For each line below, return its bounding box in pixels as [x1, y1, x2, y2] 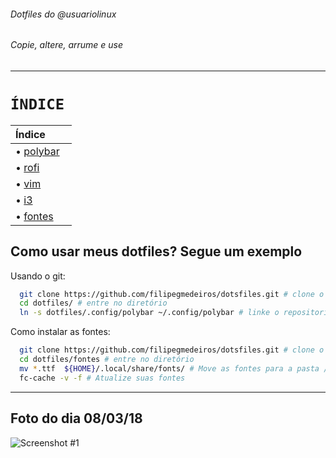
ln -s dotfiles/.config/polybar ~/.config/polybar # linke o [19, 308, 280, 318]
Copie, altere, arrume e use [10, 39, 124, 51]
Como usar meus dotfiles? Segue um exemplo [10, 243, 303, 260]
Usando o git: [10, 270, 66, 282]
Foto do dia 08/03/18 [10, 410, 143, 427]
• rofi [15, 160, 40, 174]
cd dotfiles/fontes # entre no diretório [19, 355, 195, 365]
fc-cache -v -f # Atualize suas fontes [19, 373, 186, 383]
